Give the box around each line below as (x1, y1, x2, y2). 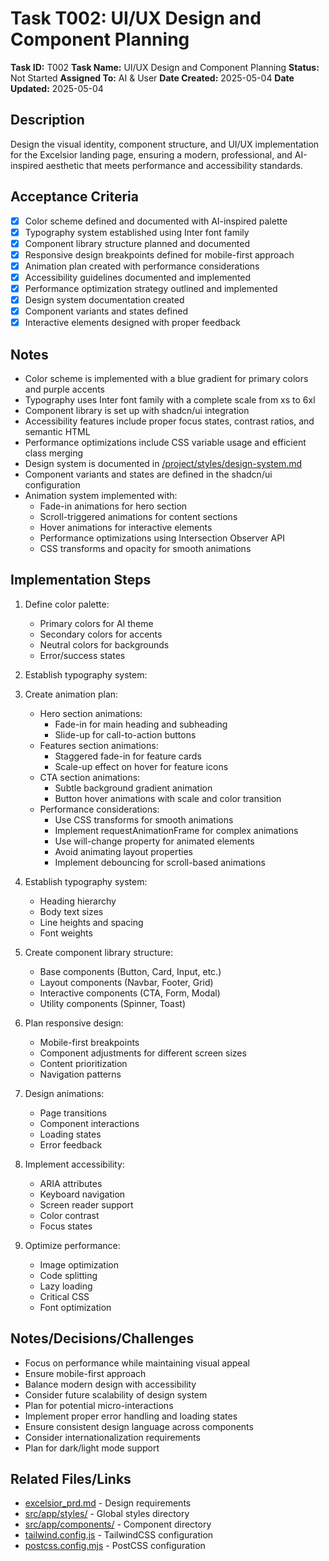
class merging (24, 447, 84, 459)
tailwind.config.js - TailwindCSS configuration (24, 1529, 214, 1541)
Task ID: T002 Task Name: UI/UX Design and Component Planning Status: (10, 61, 320, 73)
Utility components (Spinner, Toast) (39, 997, 187, 1009)
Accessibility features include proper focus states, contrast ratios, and (24, 415, 315, 427)
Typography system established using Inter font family (24, 226, 250, 238)
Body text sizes (39, 905, 104, 917)
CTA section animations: (39, 771, 141, 783)
